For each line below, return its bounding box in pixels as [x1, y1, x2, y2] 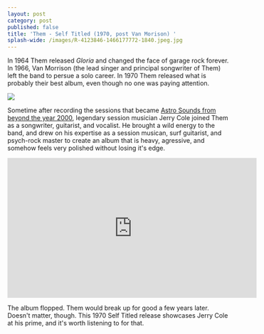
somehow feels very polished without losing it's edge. [7, 144, 166, 153]
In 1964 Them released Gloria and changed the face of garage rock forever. [7, 56, 229, 65]
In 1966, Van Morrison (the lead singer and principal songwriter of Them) [7, 64, 221, 72]
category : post [7, 17, 53, 24]
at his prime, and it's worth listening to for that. [7, 319, 144, 328]
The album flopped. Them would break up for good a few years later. [7, 303, 209, 313]
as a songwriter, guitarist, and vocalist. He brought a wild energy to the [7, 122, 216, 130]
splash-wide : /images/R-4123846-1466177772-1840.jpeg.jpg [7, 37, 183, 44]
